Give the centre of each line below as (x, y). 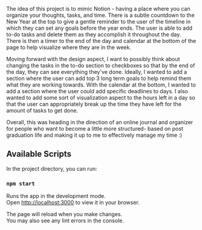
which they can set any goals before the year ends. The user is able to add (99, 28)
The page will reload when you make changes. (64, 214)
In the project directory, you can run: (52, 168)
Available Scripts (39, 154)
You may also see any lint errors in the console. (65, 221)
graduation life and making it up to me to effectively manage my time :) (94, 135)
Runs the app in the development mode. (56, 196)
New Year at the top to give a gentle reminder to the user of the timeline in (99, 21)
